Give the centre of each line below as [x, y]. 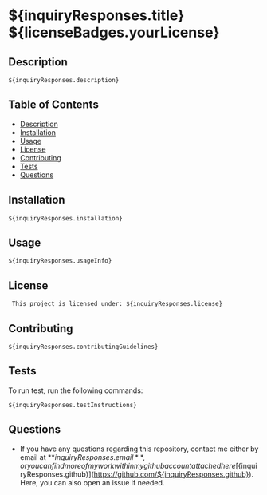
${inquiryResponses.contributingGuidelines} [83, 347]
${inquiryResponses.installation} [66, 218]
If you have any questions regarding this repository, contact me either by [139, 449]
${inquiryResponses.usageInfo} [60, 261]
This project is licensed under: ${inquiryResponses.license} [117, 304]
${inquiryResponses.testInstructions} [73, 405]
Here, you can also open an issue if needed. [92, 482]
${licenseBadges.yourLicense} [114, 32]
